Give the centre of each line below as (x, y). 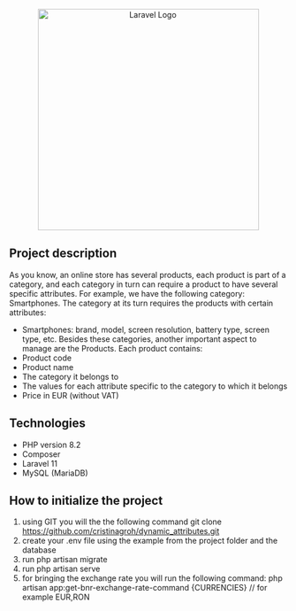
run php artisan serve (61, 569)
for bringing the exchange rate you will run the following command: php (152, 578)
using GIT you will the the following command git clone (122, 522)
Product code (47, 358)
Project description (63, 254)
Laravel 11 (39, 463)
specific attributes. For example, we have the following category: (127, 293)
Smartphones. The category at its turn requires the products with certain (141, 303)
